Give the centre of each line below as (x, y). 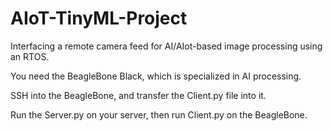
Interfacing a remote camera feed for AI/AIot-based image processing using (166, 46)
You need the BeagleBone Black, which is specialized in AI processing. (156, 76)
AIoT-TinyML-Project (99, 18)
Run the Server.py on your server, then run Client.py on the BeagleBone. (159, 114)
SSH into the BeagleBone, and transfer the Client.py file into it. (138, 95)
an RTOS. (30, 56)
